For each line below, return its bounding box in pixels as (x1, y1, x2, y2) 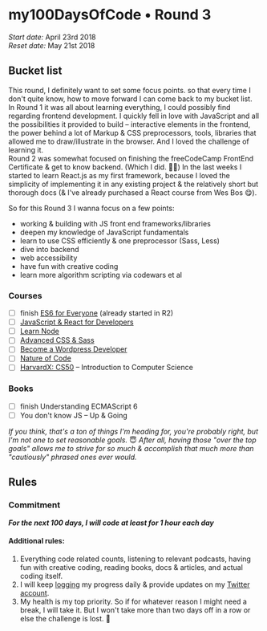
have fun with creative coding (19, 261, 119, 271)
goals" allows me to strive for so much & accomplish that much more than (8, 443, 254, 453)
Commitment (8, 499, 61, 511)
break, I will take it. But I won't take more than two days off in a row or (19, 605, 251, 615)
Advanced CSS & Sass (19, 336, 95, 345)
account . (19, 588, 50, 597)
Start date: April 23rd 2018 (8, 32, 96, 42)
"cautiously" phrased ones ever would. (8, 452, 138, 462)
